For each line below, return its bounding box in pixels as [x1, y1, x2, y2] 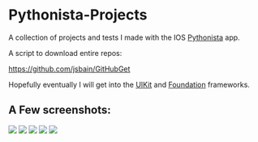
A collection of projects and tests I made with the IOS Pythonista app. [8, 32, 241, 42]
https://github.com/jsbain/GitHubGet [8, 63, 131, 74]
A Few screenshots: [8, 103, 111, 117]
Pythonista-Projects [8, 6, 148, 24]
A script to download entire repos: [8, 48, 123, 58]
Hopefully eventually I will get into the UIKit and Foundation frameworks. [8, 80, 250, 89]
